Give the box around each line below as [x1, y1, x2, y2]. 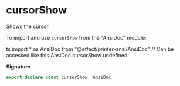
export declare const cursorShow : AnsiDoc [6, 74, 111, 80]
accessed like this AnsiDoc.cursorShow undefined [6, 51, 128, 59]
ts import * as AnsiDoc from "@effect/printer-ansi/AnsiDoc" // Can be [6, 45, 174, 53]
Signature [6, 63, 31, 70]
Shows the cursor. [6, 23, 50, 30]
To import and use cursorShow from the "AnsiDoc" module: [6, 34, 147, 41]
